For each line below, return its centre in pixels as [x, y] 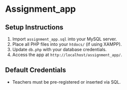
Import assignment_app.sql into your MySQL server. [64, 39]
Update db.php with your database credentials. [59, 49]
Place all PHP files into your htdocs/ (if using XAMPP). [67, 44]
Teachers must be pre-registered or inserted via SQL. [66, 82]
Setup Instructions [34, 27]
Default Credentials [36, 70]
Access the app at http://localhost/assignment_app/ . [67, 55]
